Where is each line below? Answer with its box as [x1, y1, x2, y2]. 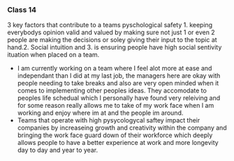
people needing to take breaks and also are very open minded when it [17, 79, 219, 87]
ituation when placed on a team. [7, 50, 100, 59]
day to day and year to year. [17, 146, 98, 155]
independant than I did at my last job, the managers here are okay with [17, 71, 221, 80]
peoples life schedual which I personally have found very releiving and [17, 94, 221, 102]
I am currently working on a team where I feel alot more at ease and [17, 64, 212, 73]
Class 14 [7, 5, 37, 15]
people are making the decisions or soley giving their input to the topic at [7, 36, 218, 44]
